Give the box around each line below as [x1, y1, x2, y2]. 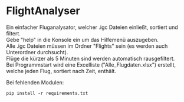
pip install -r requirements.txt [6, 90, 88, 96]
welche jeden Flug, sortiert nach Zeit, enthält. [6, 67, 117, 74]
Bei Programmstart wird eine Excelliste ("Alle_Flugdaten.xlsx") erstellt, [6, 61, 176, 68]
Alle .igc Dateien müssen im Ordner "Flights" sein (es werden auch [6, 42, 168, 50]
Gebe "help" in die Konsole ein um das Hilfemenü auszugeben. [6, 36, 159, 43]
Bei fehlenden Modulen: [6, 78, 64, 86]
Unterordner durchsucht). [6, 48, 68, 55]
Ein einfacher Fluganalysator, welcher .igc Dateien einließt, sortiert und [6, 24, 178, 31]
